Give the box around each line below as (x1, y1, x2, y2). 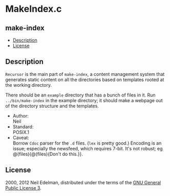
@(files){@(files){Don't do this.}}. (12, 151, 83, 157)
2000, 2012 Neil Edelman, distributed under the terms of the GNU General (5, 179, 161, 185)
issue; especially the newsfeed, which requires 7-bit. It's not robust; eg (12, 145, 163, 151)
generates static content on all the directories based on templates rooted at (5, 76, 164, 83)
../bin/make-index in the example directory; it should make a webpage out (5, 97, 163, 103)
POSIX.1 (12, 129, 30, 135)
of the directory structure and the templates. (5, 103, 99, 109)
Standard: (12, 124, 34, 130)
